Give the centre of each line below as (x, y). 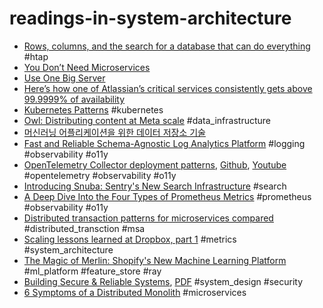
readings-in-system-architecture (150, 18)
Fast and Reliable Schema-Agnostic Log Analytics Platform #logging (164, 143)
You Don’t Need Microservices (87, 67)
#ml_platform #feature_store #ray (92, 271)
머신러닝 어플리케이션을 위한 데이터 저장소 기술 (114, 132)
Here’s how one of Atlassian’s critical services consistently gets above (168, 88)
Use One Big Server (64, 78)
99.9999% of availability (74, 99)
